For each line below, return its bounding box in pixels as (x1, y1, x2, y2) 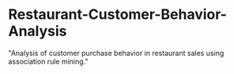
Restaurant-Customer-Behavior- (8, 6, 228, 24)
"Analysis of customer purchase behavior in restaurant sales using (8, 48, 225, 57)
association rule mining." (8, 57, 89, 66)
